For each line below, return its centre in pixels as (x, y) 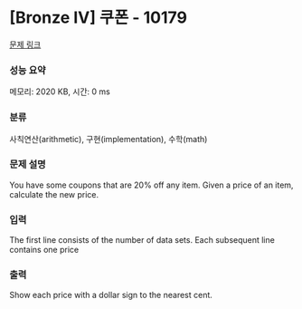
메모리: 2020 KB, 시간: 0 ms (60, 92)
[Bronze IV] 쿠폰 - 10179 (99, 18)
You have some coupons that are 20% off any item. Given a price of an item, (151, 185)
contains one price (44, 250)
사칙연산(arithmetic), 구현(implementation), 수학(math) (109, 139)
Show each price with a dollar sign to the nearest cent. (111, 295)
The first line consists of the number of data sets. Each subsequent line (142, 240)
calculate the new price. (54, 194)
